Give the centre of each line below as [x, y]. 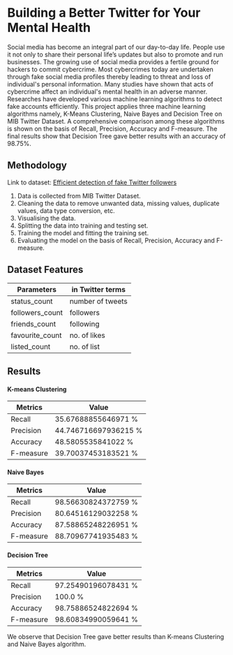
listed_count [31, 346]
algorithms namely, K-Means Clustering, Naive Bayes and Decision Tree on [115, 114]
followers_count [37, 312]
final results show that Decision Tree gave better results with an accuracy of [116, 136]
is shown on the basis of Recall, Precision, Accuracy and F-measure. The [112, 128]
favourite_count [36, 335]
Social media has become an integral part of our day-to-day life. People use [116, 47]
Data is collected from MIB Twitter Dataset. [79, 196]
